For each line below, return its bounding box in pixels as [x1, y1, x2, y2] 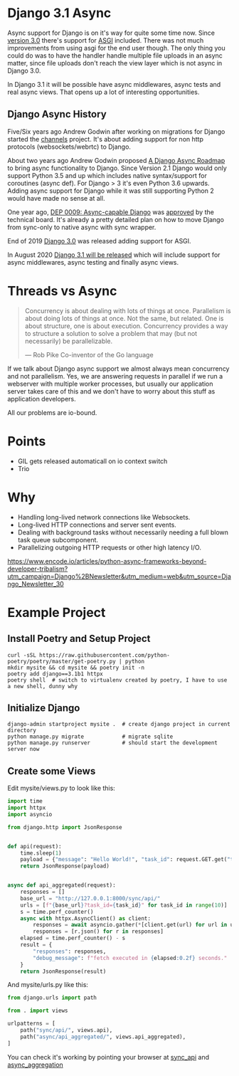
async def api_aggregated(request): [7, 882, 116, 889]
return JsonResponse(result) [20, 968, 107, 975]
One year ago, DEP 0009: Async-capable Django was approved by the [7, 208, 215, 216]
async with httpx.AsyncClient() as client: [20, 914, 152, 922]
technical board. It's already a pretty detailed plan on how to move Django [7, 215, 224, 223]
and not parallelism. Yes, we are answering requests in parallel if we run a [7, 371, 223, 380]
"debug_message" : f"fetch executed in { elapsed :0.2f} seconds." [33, 954, 228, 961]
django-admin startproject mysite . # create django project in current [7, 721, 231, 728]
